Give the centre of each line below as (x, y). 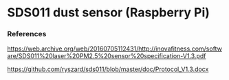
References (27, 34)
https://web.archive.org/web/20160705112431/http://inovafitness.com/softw (115, 49)
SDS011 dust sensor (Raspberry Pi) (108, 13)
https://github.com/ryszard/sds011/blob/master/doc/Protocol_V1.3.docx (108, 69)
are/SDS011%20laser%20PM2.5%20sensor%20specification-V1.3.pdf (107, 56)
